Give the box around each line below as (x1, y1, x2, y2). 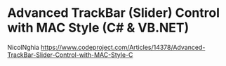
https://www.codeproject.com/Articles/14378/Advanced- (41, 43, 206, 51)
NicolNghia (7, 43, 40, 51)
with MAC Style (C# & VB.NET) (7, 20, 190, 36)
